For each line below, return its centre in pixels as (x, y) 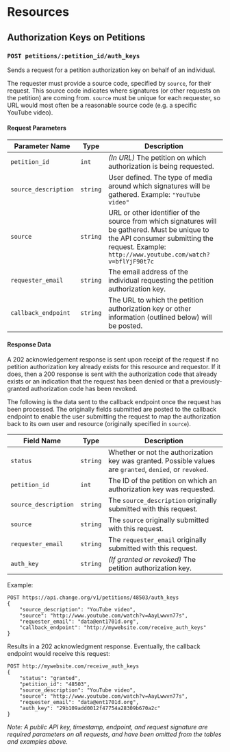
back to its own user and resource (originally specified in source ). (99, 424)
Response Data (29, 344)
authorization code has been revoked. (84, 389)
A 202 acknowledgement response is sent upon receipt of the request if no (113, 360)
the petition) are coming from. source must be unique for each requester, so (114, 97)
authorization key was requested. (162, 489)
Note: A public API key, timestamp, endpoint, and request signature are (107, 727)
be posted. (126, 326)
